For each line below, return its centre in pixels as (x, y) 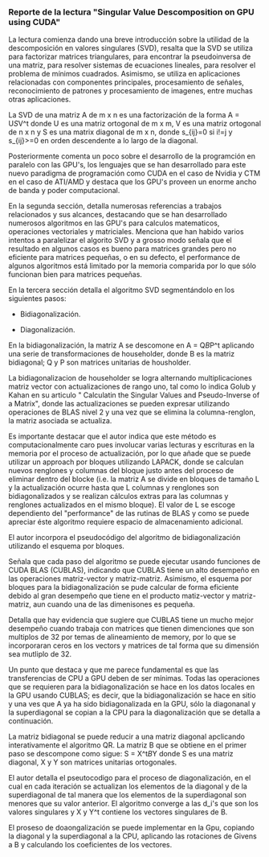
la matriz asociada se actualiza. (60, 421)
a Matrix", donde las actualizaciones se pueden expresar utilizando (119, 404)
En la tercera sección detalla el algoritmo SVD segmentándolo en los (122, 290)
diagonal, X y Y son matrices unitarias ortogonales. (93, 762)
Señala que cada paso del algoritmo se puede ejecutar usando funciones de (134, 562)
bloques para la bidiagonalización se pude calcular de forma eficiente (124, 587)
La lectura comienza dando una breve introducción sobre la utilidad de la (129, 39)
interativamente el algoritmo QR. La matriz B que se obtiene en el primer (128, 745)
